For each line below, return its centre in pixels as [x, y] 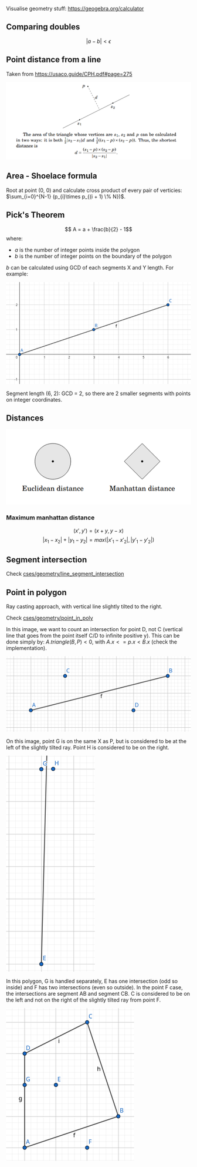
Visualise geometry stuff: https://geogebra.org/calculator [75, 9]
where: [15, 238]
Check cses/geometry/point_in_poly [50, 618]
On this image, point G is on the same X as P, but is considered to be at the [96, 741]
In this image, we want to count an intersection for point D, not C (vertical [94, 629]
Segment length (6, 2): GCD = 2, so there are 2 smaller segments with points [98, 393]
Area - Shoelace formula [52, 176]
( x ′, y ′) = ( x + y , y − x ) [98, 531]
